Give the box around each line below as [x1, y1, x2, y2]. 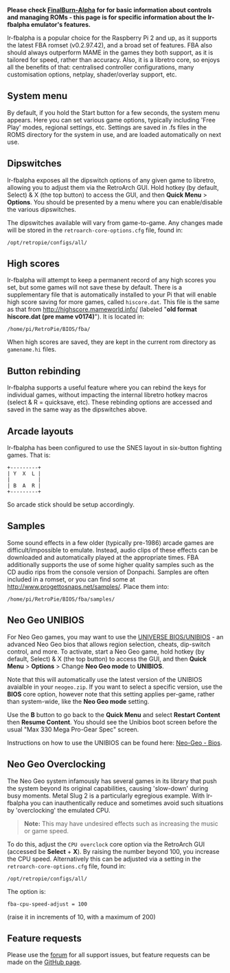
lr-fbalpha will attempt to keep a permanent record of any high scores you [7, 276, 216, 284]
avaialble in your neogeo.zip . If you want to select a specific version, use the [7, 683, 223, 691]
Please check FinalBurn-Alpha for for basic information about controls [7, 6, 211, 14]
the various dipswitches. [7, 205, 77, 213]
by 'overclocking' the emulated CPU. [7, 806, 111, 814]
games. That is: [7, 451, 51, 460]
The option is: [7, 887, 46, 895]
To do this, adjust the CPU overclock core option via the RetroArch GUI [7, 840, 205, 848]
